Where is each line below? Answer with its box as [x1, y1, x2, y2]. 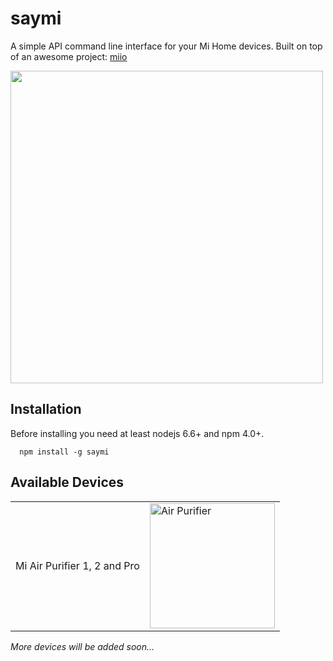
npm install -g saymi [19, 447, 110, 457]
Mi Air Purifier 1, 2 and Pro [15, 558, 140, 572]
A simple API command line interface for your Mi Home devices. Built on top [10, 40, 323, 52]
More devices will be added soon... [10, 640, 155, 652]
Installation [10, 401, 82, 418]
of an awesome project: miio [10, 50, 128, 62]
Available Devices [10, 474, 125, 491]
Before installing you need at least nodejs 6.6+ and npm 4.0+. [10, 427, 265, 439]
